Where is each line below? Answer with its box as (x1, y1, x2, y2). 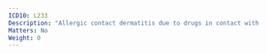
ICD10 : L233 (8, 11, 48, 20)
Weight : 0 (8, 33, 42, 42)
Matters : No (8, 26, 48, 34)
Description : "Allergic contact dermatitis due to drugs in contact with (8, 19, 260, 27)
